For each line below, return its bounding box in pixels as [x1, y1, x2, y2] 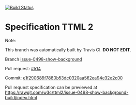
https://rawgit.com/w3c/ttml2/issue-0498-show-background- [5, 90, 129, 95]
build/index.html [5, 94, 37, 100]
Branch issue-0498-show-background [5, 56, 82, 62]
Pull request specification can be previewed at [5, 84, 98, 90]
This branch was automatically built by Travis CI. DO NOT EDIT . [5, 46, 132, 53]
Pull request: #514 [5, 65, 41, 71]
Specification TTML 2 [5, 22, 93, 32]
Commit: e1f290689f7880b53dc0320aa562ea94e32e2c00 [5, 75, 123, 81]
